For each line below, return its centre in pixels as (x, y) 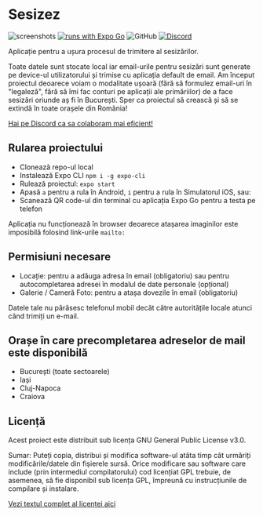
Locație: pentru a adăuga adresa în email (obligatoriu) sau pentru (124, 275)
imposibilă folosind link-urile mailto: (67, 232)
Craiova (32, 397)
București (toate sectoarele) (64, 372)
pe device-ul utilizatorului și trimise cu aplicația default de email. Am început (131, 74)
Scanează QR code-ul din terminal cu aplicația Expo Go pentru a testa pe (137, 200)
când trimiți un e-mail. (44, 316)
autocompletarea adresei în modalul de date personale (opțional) (124, 284)
